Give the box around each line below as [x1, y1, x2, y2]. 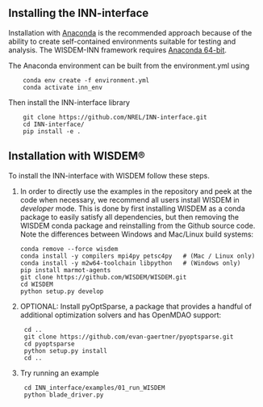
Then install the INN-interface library [8, 97, 131, 107]
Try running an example [19, 367, 99, 378]
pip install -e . [23, 127, 81, 136]
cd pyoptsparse [23, 339, 75, 348]
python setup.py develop [19, 287, 104, 296]
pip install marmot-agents [19, 266, 111, 274]
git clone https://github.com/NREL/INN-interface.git [23, 113, 207, 121]
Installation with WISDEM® [8, 149, 145, 163]
